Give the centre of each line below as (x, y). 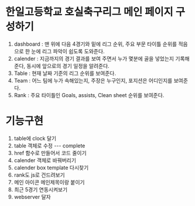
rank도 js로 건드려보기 (39, 175)
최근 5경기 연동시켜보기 (41, 189)
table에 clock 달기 (35, 138)
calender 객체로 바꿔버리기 (45, 160)
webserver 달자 (32, 197)
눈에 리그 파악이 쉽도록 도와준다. (68, 51)
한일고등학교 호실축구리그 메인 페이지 (89, 12)
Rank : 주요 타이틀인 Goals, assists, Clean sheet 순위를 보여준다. (89, 95)
